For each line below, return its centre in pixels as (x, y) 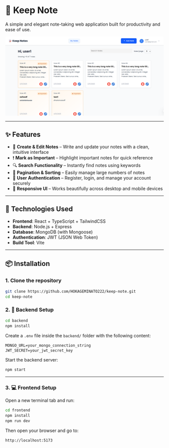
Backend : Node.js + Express (42, 226)
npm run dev (18, 421)
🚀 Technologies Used (39, 209)
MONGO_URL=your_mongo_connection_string (48, 346)
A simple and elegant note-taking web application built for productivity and (83, 24)
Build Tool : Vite (28, 242)
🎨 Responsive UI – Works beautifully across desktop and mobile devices (88, 189)
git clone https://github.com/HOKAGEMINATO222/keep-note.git (71, 292)
